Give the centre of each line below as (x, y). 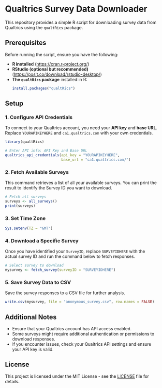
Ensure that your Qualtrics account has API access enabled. (72, 328)
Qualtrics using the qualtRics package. (44, 27)
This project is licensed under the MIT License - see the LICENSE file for (77, 376)
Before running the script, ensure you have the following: (62, 54)
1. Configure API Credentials (39, 117)
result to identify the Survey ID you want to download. (59, 188)
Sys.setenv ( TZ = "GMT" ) (29, 228)
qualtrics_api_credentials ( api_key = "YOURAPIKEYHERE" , (62, 155)
